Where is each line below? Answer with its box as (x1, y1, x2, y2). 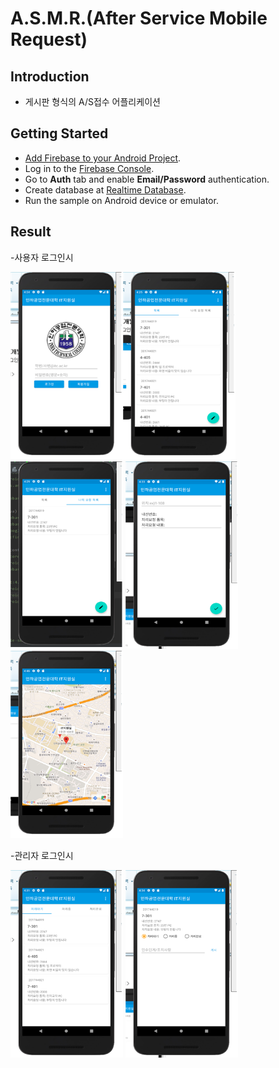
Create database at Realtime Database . (24, 183, 187, 196)
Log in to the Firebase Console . (24, 162, 155, 174)
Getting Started (10, 125, 109, 142)
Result (10, 223, 52, 241)
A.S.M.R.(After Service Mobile (10, 7, 268, 30)
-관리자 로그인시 (10, 849, 74, 861)
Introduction (10, 68, 90, 85)
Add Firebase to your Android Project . (24, 152, 182, 164)
